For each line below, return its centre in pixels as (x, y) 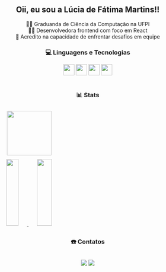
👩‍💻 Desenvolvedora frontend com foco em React (88, 30)
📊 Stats (88, 95)
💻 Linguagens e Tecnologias (88, 52)
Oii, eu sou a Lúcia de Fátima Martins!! (88, 10)
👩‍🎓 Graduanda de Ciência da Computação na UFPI (88, 24)
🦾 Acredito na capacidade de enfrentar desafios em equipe (88, 36)
